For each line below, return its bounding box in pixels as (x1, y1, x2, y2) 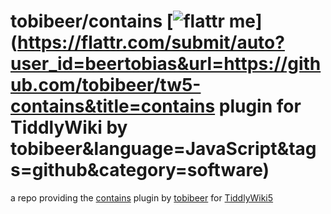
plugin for (218, 95, 302, 118)
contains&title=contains (10, 95, 216, 118)
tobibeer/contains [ (10, 10, 174, 33)
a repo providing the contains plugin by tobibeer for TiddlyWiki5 (10, 191, 274, 204)
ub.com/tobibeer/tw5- (10, 74, 202, 97)
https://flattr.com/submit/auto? (17, 31, 285, 54)
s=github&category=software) (10, 159, 270, 182)
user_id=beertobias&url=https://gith (10, 53, 322, 75)
